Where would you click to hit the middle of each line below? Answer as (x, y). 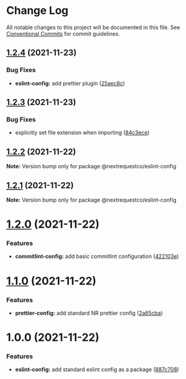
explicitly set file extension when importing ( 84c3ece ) (82, 133)
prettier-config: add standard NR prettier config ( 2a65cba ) (89, 313)
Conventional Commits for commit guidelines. (63, 33)
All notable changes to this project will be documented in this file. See (93, 27)
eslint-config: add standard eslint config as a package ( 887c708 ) (97, 369)
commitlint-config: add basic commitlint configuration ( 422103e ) (97, 256)
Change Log (37, 11)
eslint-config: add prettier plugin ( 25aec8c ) (70, 83)
